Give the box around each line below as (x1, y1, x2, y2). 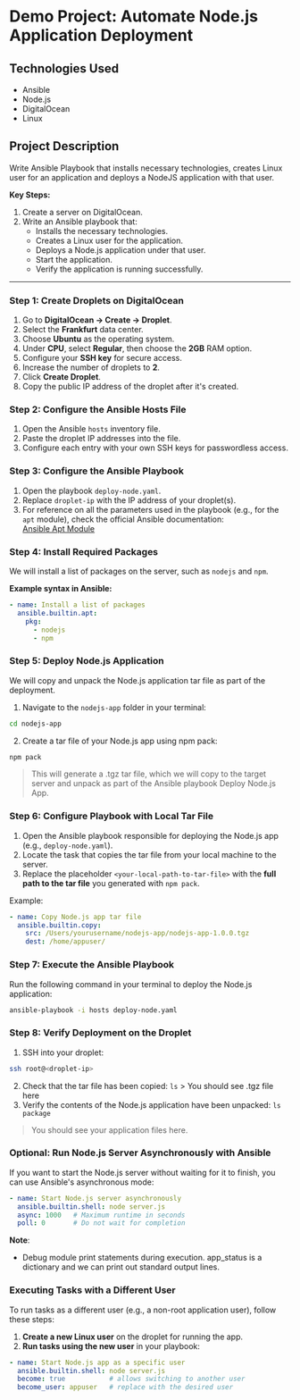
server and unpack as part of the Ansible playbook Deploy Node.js (30, 778, 277, 789)
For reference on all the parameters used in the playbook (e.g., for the (21, 504, 279, 515)
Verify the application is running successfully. (35, 264, 204, 274)
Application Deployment (9, 25, 194, 46)
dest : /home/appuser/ (25, 937, 105, 946)
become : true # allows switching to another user (17, 1374, 246, 1384)
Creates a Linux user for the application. (35, 235, 184, 246)
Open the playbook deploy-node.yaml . (21, 485, 162, 496)
